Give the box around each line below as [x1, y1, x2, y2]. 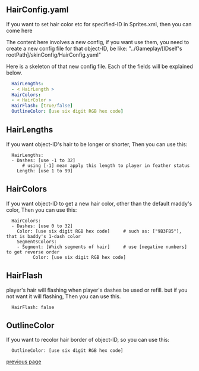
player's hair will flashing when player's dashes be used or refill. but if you [6, 286, 188, 293]
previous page [6, 358, 42, 366]
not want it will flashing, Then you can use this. [6, 292, 121, 300]
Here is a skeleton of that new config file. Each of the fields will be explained [6, 63, 193, 70]
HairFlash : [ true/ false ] [11, 103, 73, 109]
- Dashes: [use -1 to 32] [11, 157, 76, 163]
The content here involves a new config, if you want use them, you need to [6, 38, 189, 45]
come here [6, 27, 33, 34]
